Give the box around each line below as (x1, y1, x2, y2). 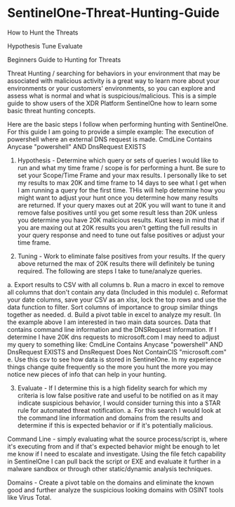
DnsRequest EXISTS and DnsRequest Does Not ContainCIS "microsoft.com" (7, 347, 227, 356)
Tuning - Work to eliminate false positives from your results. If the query (17, 252, 226, 260)
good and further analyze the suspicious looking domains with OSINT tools (7, 485, 224, 494)
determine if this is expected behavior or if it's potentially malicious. (17, 421, 213, 430)
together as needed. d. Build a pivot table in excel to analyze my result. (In (7, 310, 221, 319)
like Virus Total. (7, 493, 52, 501)
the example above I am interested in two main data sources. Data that (7, 318, 211, 326)
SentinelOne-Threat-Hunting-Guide (7, 5, 220, 21)
